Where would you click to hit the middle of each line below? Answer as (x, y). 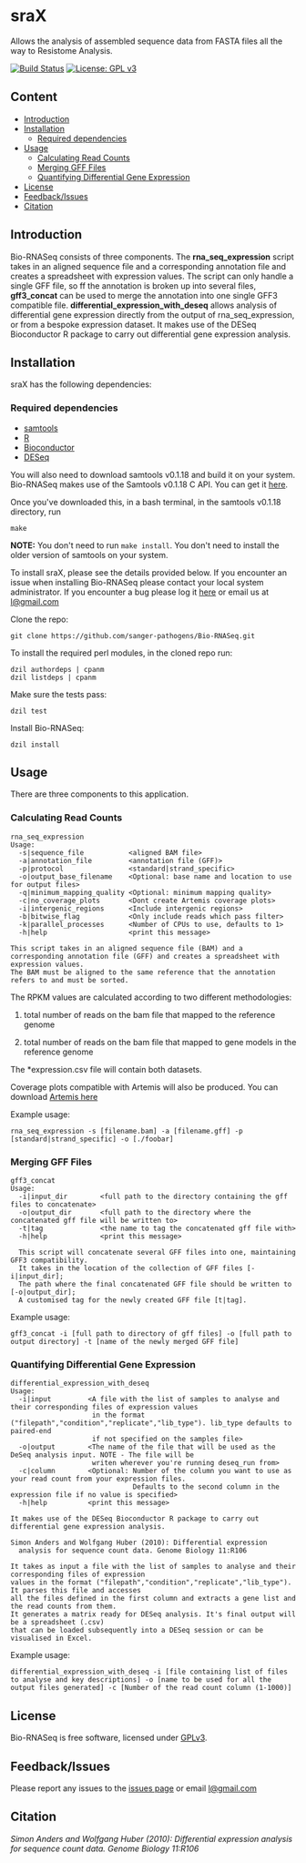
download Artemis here (54, 1096)
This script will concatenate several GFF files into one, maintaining (158, 1253)
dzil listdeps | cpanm (53, 677)
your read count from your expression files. (98, 1479)
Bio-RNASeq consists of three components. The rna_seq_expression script (152, 257)
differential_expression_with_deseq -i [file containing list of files (149, 1672)
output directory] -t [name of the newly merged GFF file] (125, 1342)
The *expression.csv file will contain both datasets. (107, 1069)
